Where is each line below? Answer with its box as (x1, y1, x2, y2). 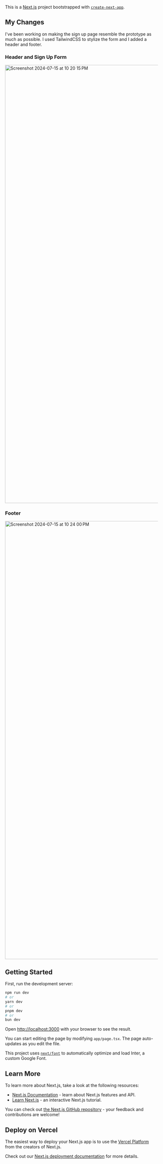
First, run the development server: (5, 981, 73, 987)
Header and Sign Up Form (5, 54, 67, 60)
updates (5, 1041, 22, 1047)
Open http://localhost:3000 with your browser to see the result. (5, 1026, 132, 1032)
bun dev (5, 1017, 21, 1022)
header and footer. (5, 41, 42, 47)
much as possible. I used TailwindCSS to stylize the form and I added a (5, 36, 147, 42)
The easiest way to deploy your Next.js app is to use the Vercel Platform (5, 1139, 149, 1145)
